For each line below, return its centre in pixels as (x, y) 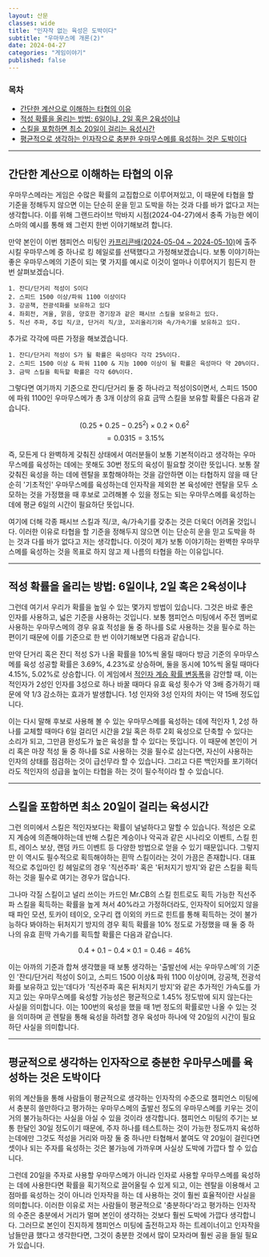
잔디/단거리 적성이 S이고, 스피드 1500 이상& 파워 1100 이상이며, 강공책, (129, 977)
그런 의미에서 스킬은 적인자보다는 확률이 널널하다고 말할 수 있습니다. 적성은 (125, 827)
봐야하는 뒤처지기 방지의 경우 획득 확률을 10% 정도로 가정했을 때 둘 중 (138, 925)
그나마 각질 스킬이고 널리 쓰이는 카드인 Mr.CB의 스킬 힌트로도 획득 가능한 (122, 894)
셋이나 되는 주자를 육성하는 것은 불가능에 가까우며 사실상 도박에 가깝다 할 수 (126, 1148)
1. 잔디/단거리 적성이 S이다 (48, 288)
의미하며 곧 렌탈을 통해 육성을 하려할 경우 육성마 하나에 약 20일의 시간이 (128, 1017)
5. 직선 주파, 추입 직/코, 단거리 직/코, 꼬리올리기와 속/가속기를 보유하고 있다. (125, 322)
